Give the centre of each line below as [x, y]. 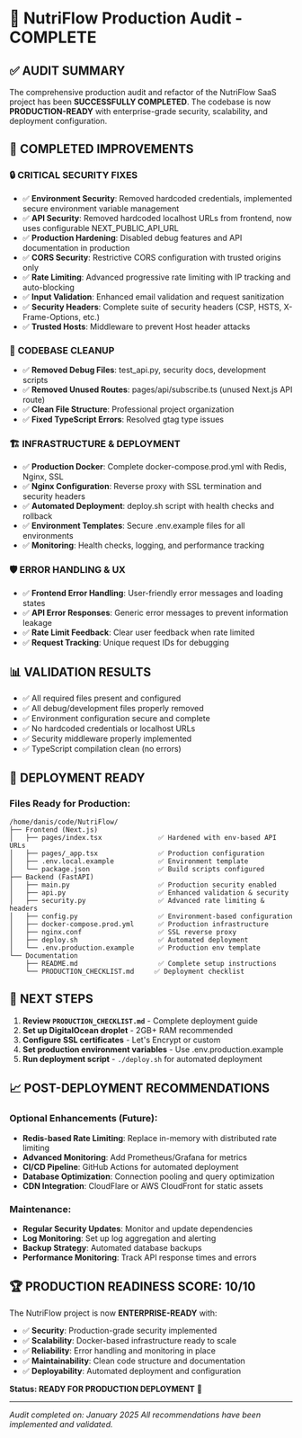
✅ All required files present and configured [102, 698]
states [34, 603]
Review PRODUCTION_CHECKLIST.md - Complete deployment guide [140, 1021]
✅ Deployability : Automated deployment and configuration [131, 1371]
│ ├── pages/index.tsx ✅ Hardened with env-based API [143, 838]
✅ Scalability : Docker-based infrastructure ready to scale [129, 1340]
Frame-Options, [51, 317]
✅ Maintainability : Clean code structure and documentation [133, 1361]
